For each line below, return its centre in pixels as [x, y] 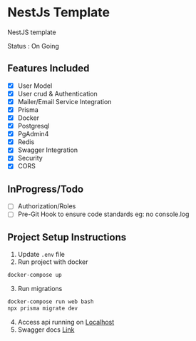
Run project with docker [53, 262]
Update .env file [41, 255]
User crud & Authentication [57, 93]
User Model [35, 86]
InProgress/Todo [46, 189]
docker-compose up [35, 275]
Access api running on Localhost [66, 322]
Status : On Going [33, 46]
